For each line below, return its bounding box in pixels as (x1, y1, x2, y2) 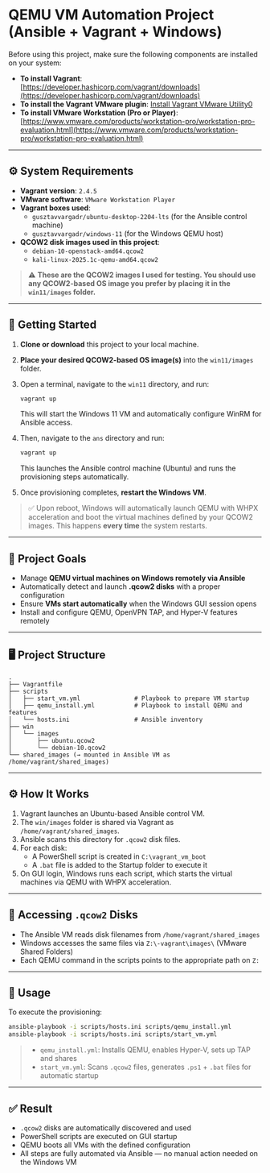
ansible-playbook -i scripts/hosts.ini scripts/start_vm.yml (8, 1030, 218, 1038)
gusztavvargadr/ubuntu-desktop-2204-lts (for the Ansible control (31, 211, 247, 221)
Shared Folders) (19, 947, 74, 956)
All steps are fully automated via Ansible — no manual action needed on (19, 1148, 259, 1158)
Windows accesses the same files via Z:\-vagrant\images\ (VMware (19, 938, 247, 947)
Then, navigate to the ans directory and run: (19, 433, 165, 443)
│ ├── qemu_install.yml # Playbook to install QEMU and (8, 701, 243, 710)
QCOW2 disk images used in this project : (19, 237, 161, 247)
